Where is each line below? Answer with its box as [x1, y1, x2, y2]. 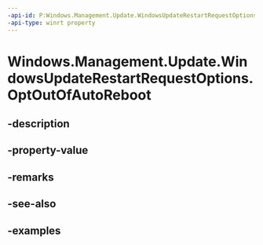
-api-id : [7, 11, 36, 20]
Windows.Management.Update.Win [7, 53, 248, 71]
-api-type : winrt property [7, 19, 96, 27]
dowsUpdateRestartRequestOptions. [7, 69, 254, 87]
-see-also [7, 197, 57, 210]
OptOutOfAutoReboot [7, 86, 152, 104]
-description [7, 117, 70, 130]
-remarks [7, 170, 54, 184]
